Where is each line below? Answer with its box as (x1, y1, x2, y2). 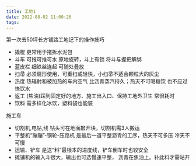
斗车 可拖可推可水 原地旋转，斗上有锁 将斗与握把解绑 (14, 56, 142, 63)
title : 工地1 (6, 8, 36, 15)
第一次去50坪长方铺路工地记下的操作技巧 (6, 36, 105, 43)
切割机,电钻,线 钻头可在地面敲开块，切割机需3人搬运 (14, 124, 140, 132)
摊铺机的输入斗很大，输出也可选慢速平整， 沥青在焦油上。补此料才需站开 (14, 154, 190, 161)
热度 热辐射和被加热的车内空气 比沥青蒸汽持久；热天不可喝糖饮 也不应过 (14, 78, 188, 85)
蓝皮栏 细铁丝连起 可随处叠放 (14, 63, 85, 70)
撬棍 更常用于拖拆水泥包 (14, 49, 73, 56)
